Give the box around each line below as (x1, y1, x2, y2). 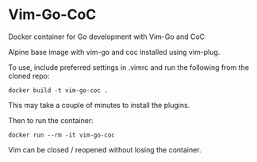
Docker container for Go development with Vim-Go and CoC (8, 32, 205, 41)
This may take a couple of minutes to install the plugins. (8, 100, 190, 110)
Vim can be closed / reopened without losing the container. (8, 145, 201, 154)
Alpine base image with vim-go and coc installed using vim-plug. (8, 47, 221, 56)
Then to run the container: (8, 115, 94, 125)
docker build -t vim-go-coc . (8, 86, 109, 94)
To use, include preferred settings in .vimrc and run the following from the (8, 62, 250, 72)
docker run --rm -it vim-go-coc (8, 131, 115, 139)
